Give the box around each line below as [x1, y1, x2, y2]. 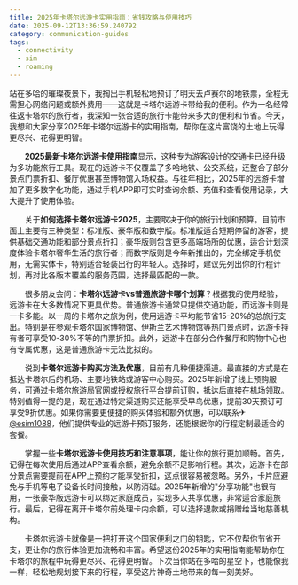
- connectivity [17, 46, 74, 55]
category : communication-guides [9, 29, 129, 38]
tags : [9, 37, 29, 47]
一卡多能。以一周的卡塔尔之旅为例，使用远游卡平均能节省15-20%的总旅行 [9, 310, 279, 321]
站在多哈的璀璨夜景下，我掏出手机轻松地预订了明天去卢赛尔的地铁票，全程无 [9, 88, 289, 98]
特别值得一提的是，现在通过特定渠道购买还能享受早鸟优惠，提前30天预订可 [9, 395, 284, 406]
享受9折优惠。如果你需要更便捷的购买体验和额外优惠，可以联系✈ [9, 407, 247, 417]
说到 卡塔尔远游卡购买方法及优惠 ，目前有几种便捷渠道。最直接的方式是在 [24, 363, 289, 373]
